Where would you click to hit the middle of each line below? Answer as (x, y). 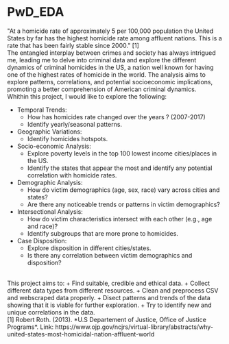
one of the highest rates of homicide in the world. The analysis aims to (106, 74)
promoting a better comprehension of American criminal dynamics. (102, 89)
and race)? (43, 226)
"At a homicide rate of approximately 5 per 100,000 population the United (110, 31)
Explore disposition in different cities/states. (89, 248)
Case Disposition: (42, 241)
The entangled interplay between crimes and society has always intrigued (111, 53)
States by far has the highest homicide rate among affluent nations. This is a (115, 38)
